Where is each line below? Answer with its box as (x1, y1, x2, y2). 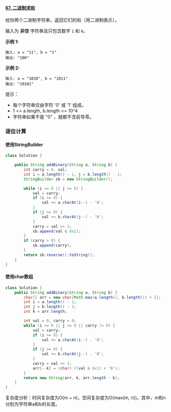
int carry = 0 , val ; (23, 167, 67, 172)
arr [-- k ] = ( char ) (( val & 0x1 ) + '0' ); (32, 365, 120, 371)
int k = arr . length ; (23, 309, 67, 314)
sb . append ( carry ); (32, 243, 72, 248)
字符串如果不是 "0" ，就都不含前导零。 (12, 114, 94, 120)
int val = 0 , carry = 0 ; (23, 318, 77, 324)
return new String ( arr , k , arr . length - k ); (23, 375, 120, 380)
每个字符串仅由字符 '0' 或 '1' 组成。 (12, 102, 86, 108)
